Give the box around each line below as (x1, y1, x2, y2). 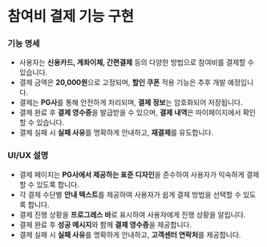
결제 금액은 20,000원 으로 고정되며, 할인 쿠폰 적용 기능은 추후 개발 (18, 78, 226, 87)
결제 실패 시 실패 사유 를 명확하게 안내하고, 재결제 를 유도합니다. (18, 128, 214, 137)
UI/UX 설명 (7, 150, 49, 161)
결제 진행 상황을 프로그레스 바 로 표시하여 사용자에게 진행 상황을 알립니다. (18, 209, 246, 219)
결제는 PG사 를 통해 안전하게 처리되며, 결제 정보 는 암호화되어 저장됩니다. (18, 98, 243, 107)
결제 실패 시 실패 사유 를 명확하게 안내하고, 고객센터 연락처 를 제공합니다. (18, 229, 241, 239)
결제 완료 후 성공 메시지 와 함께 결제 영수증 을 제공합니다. (18, 220, 192, 229)
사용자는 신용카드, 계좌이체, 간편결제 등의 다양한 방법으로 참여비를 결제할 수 (18, 58, 254, 67)
